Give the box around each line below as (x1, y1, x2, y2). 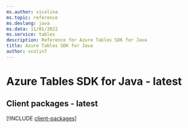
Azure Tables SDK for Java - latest (6, 74, 183, 88)
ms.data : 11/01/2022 (6, 25, 59, 32)
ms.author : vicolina (6, 8, 59, 15)
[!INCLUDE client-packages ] (6, 115, 77, 122)
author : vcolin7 (6, 49, 47, 55)
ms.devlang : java (6, 20, 50, 26)
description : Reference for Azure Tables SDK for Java (6, 37, 147, 43)
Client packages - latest (6, 98, 99, 109)
